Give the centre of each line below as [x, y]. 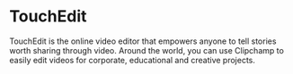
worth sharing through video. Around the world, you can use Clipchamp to [147, 50]
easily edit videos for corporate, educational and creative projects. [133, 60]
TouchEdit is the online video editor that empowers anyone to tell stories [143, 41]
